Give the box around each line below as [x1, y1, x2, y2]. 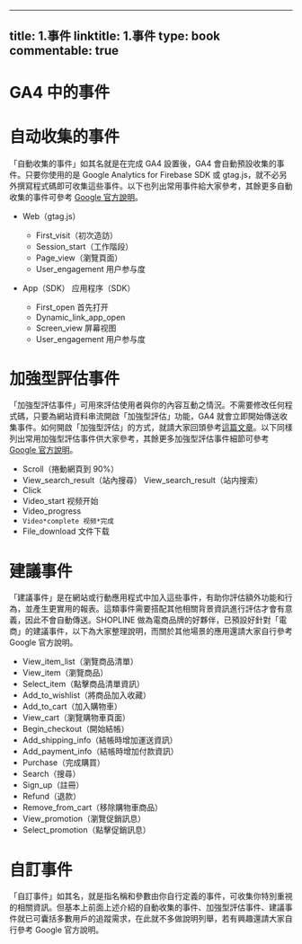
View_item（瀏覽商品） [22, 667, 109, 678]
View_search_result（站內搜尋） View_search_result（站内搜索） [22, 475, 263, 486]
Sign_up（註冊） [22, 780, 84, 790]
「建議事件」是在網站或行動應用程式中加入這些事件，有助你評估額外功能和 [9, 592, 285, 603]
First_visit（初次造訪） [35, 230, 119, 241]
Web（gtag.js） [22, 210, 81, 221]
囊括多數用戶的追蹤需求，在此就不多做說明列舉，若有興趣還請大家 [40, 913, 285, 924]
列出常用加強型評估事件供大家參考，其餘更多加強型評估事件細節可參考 [9, 433, 270, 445]
